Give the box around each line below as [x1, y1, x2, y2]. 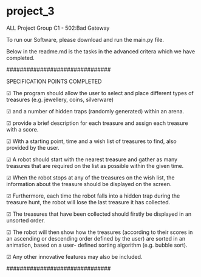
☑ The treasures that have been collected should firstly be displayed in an [6, 210, 192, 218]
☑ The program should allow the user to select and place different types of [6, 89, 194, 96]
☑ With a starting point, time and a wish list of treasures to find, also [6, 138, 177, 145]
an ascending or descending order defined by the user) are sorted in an [6, 235, 186, 242]
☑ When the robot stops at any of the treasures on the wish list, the [6, 174, 175, 181]
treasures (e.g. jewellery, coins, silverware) [6, 96, 114, 103]
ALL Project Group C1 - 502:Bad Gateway [6, 24, 110, 32]
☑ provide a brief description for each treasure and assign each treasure [6, 119, 188, 127]
